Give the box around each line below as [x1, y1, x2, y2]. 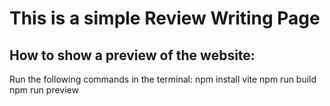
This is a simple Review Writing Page [9, 7, 321, 30]
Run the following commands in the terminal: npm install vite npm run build [9, 73, 317, 85]
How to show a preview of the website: [9, 47, 256, 64]
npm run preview [9, 84, 79, 96]
